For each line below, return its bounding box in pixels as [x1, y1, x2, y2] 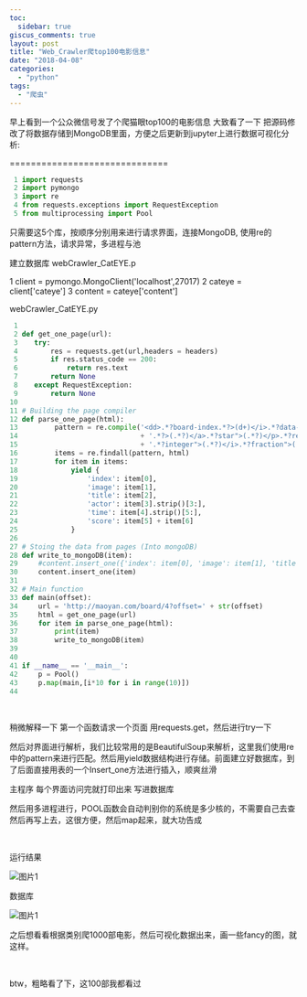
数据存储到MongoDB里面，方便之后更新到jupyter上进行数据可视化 [33, 127, 281, 138]
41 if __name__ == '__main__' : [9, 660, 129, 670]
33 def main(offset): [9, 593, 92, 602]
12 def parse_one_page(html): [9, 414, 125, 423]
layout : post [9, 38, 59, 48]
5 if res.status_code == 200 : [13, 355, 157, 364]
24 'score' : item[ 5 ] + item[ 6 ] [9, 517, 195, 526]
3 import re [13, 192, 59, 201]
